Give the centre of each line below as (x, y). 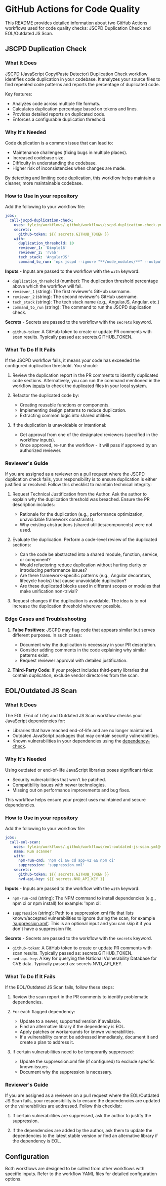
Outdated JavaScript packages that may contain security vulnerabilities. (85, 736)
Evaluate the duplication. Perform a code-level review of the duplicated (85, 540)
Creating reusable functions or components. (65, 405)
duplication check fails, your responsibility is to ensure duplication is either (81, 479)
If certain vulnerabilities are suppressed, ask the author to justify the (82, 1116)
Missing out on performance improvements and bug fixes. (71, 790)
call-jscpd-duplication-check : (42, 221)
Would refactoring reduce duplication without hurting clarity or (83, 565)
